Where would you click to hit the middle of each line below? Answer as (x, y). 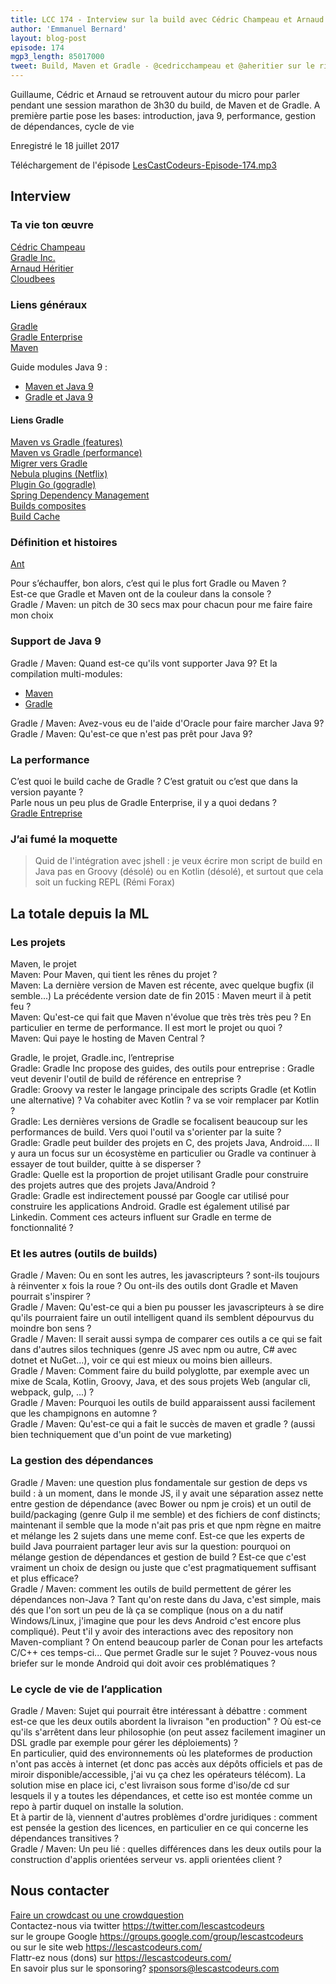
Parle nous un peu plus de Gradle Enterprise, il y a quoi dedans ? (143, 803)
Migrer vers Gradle (49, 463)
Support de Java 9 (56, 641)
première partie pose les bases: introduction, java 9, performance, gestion (163, 115)
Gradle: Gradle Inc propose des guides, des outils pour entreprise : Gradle (162, 1068)
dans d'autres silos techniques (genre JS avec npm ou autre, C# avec (154, 1350)
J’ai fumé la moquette (64, 839)
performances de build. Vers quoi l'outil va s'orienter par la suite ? (146, 1132)
